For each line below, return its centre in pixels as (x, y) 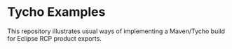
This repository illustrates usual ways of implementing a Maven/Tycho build (116, 31)
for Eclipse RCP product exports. (54, 38)
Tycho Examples (56, 12)
